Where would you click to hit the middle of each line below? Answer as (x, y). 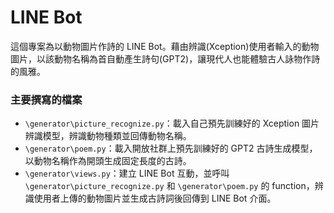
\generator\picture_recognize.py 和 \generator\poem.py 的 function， (169, 186)
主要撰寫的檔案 (46, 99)
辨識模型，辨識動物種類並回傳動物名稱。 (108, 136)
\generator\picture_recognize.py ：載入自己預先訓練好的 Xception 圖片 (172, 123)
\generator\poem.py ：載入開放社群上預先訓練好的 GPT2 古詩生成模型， (171, 148)
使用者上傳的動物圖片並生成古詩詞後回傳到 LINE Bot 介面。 (155, 198)
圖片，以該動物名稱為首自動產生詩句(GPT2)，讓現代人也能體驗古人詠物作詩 (165, 58)
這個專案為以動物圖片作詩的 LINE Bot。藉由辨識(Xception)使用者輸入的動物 (165, 46)
